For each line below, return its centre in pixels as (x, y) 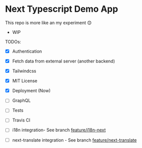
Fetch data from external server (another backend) (64, 61)
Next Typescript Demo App (62, 9)
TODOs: (13, 42)
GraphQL (21, 101)
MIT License (25, 81)
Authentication (27, 51)
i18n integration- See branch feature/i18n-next (59, 130)
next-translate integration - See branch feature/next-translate (74, 140)
